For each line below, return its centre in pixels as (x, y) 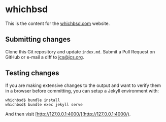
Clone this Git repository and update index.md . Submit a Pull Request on (80, 51)
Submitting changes (38, 39)
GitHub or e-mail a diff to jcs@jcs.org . (45, 57)
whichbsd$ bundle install (32, 100)
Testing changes (32, 73)
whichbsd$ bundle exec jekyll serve (44, 104)
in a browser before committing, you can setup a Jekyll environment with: (82, 90)
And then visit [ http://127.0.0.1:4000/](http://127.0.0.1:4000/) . (68, 114)
